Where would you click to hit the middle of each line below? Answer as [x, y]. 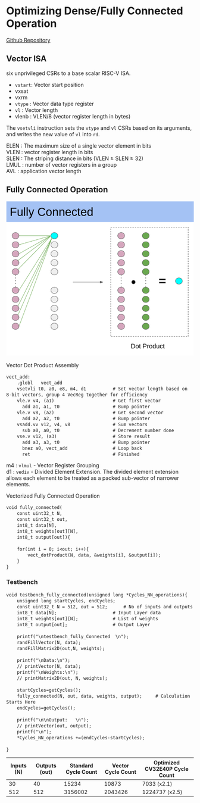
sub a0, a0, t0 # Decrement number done [98, 430]
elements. [18, 484]
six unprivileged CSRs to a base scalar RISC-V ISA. [68, 73]
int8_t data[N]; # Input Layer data [89, 613]
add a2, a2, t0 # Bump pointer [86, 418]
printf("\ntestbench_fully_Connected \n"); [73, 637]
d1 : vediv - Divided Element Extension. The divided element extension [93, 471]
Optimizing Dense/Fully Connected [95, 11]
